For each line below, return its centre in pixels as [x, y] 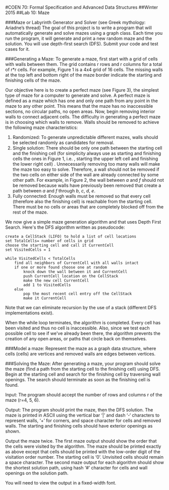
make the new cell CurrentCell [56, 281]
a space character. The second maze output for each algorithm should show [84, 462]
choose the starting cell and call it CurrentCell [60, 245]
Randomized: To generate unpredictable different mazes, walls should [85, 137]
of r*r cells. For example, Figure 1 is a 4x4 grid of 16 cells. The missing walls [84, 69]
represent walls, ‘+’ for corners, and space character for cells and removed [83, 421]
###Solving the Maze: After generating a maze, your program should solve [83, 364]
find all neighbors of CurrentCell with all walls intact [76, 263]
